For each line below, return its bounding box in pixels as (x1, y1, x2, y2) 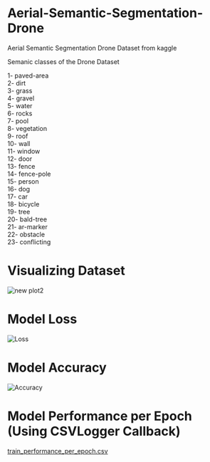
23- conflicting (7, 237, 51, 246)
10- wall (7, 139, 31, 147)
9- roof (7, 132, 28, 140)
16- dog (7, 184, 31, 193)
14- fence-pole (7, 169, 51, 178)
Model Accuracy (7, 359, 107, 375)
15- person (7, 177, 39, 186)
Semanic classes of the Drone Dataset (7, 57, 120, 65)
